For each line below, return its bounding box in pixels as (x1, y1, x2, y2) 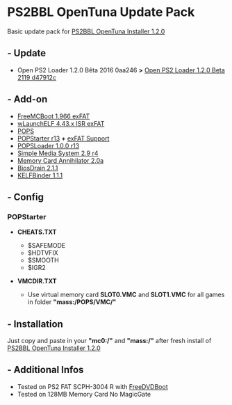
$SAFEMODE (27, 241, 66, 250)
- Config (7, 191, 44, 202)
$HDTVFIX (27, 248, 58, 257)
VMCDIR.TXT (17, 277, 57, 285)
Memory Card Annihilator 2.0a (17, 156, 104, 164)
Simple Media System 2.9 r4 (17, 149, 99, 157)
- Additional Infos (7, 364, 84, 376)
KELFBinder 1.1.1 (17, 171, 63, 180)
